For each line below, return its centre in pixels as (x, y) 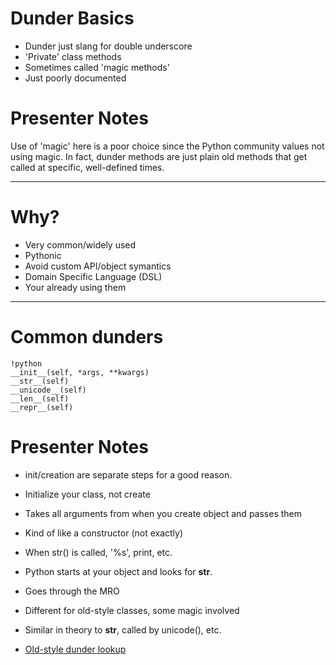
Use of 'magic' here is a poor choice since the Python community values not (167, 146)
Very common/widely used (80, 244)
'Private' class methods (73, 56)
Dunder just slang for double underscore (108, 46)
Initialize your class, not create (87, 494)
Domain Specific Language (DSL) (93, 276)
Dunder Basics (72, 18)
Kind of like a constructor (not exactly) (104, 533)
